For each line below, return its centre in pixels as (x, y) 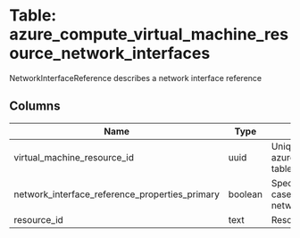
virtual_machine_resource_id (74, 157)
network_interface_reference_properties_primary (117, 194)
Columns (35, 107)
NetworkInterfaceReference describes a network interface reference (135, 78)
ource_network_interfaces (110, 53)
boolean (246, 194)
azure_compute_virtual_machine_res (149, 34)
